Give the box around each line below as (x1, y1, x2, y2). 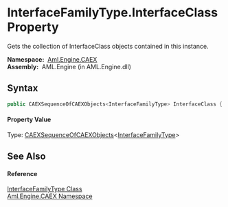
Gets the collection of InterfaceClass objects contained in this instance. (7, 42, 209, 50)
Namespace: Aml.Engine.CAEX (7, 55, 98, 63)
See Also (7, 151, 46, 162)
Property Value (7, 115, 52, 124)
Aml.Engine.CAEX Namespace (7, 192, 93, 200)
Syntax (7, 82, 38, 94)
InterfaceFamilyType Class (7, 185, 82, 193)
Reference (7, 169, 38, 178)
